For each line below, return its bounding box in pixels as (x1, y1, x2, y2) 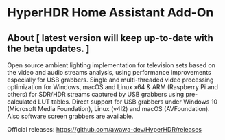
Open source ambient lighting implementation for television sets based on (7, 61, 216, 69)
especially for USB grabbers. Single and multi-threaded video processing (7, 75, 214, 84)
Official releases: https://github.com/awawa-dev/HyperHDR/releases (7, 126, 202, 133)
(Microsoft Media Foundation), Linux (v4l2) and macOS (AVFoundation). (7, 105, 211, 113)
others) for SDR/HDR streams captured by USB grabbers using (7, 91, 185, 98)
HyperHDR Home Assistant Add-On (7, 5, 214, 21)
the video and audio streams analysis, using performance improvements (7, 69, 211, 76)
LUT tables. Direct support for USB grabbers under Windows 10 (38, 97, 218, 106)
